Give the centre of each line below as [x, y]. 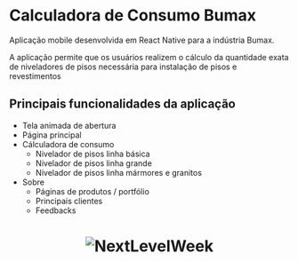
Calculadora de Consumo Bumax [133, 16]
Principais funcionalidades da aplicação [122, 104]
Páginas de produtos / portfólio [92, 191]
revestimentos [35, 75]
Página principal [52, 135]
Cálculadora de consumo [68, 144]
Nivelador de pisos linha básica [93, 154]
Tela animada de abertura [69, 125]
